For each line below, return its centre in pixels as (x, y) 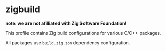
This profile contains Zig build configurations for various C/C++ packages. (83, 33)
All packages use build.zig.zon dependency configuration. (68, 43)
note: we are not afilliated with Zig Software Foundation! (66, 23)
